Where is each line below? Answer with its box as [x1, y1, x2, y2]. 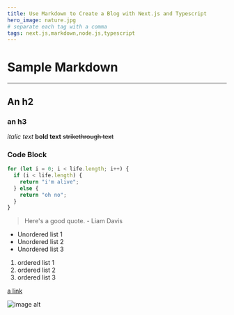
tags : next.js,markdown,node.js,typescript [7, 29, 136, 37]
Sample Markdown [7, 60, 118, 75]
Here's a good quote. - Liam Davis [24, 217, 123, 225]
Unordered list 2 [17, 238, 64, 246]
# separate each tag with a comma [7, 23, 108, 30]
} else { [13, 185, 39, 192]
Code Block [7, 150, 47, 159]
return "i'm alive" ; [19, 178, 79, 185]
